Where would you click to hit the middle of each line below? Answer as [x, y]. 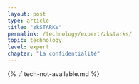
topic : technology [35, 41]
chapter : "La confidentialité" [54, 54]
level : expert [29, 47]
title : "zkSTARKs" [35, 27]
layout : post [27, 14]
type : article [29, 21]
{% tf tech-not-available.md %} [53, 74]
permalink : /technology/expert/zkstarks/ [70, 34]
